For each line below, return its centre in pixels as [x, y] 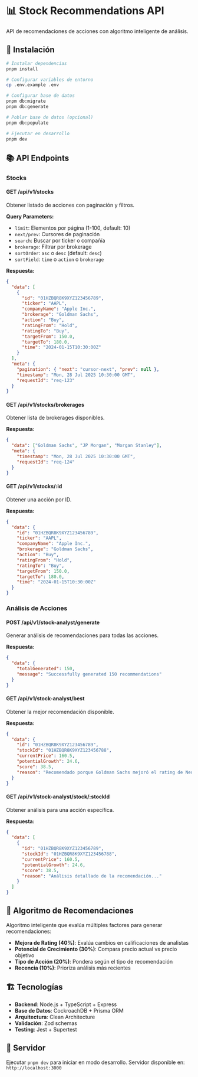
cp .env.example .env [33, 85]
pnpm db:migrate [26, 101]
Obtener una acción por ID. [39, 500]
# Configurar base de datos [41, 96]
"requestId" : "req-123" [46, 380]
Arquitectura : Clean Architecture [55, 1017]
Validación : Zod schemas [46, 1023]
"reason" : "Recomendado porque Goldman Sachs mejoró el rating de [100, 772]
